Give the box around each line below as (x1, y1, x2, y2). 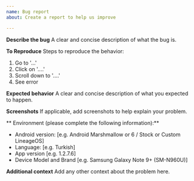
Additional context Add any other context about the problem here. (6, 168, 170, 175)
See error (14, 78, 39, 85)
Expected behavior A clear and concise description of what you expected (6, 90, 189, 97)
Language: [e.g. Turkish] (14, 143, 76, 151)
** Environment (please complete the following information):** (6, 119, 159, 126)
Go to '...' (14, 59, 37, 66)
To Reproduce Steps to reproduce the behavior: (6, 47, 124, 54)
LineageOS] (14, 137, 45, 144)
